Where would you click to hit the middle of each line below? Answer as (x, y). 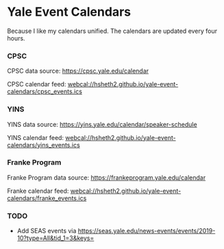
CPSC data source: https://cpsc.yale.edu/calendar (78, 71)
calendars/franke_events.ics (47, 198)
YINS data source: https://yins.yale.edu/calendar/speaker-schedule (102, 124)
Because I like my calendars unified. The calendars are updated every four (112, 31)
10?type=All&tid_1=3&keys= (55, 238)
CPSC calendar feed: (37, 84)
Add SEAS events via (47, 231)
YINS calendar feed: (35, 137)
